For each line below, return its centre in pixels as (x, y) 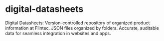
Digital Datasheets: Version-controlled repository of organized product (78, 23)
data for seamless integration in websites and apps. (58, 33)
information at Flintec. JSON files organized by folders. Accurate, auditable (82, 28)
